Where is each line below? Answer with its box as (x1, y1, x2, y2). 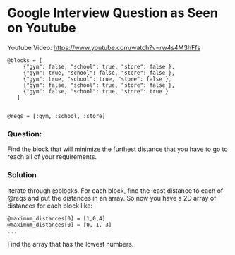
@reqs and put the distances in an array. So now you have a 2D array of (7, 194, 217, 202)
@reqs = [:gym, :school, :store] (7, 112, 106, 119)
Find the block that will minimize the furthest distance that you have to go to (7, 145, 228, 153)
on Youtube (7, 20, 76, 36)
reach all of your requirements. (7, 153, 97, 161)
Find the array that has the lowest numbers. (7, 239, 134, 248)
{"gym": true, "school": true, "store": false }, (23, 76, 172, 83)
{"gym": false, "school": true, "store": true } (23, 88, 169, 95)
